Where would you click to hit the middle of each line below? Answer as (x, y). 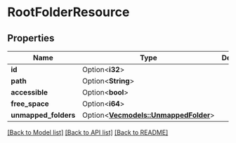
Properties (31, 38)
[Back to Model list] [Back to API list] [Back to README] (88, 132)
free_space (30, 104)
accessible (29, 92)
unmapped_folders (43, 115)
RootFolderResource (68, 12)
